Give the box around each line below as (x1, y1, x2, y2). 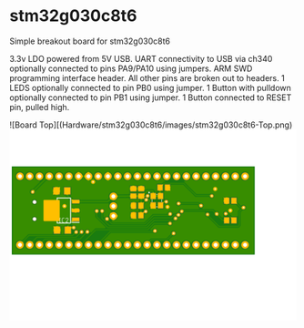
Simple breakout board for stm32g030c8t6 (9, 36, 171, 46)
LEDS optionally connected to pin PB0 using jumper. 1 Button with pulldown (9, 82, 291, 93)
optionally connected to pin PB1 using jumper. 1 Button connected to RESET (9, 92, 292, 103)
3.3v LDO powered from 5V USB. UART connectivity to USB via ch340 (9, 53, 273, 64)
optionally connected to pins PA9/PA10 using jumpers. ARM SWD (9, 63, 253, 74)
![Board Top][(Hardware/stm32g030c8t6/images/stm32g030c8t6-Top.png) (9, 119, 293, 130)
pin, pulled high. (9, 101, 70, 112)
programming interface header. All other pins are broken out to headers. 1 (9, 72, 285, 83)
